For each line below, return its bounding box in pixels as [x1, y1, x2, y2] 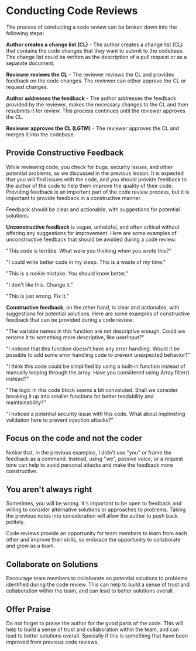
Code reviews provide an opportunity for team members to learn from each [6, 530, 187, 537]
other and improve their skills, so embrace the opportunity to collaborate [6, 536, 181, 543]
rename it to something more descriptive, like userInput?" [6, 333, 145, 340]
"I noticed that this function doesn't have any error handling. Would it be [6, 345, 180, 352]
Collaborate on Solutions [6, 559, 98, 569]
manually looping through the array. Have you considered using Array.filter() [6, 368, 190, 376]
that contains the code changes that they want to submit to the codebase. [6, 47, 184, 54]
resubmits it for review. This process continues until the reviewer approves [6, 107, 186, 114]
